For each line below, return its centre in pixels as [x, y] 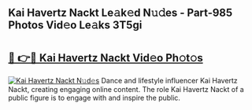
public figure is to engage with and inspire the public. [94, 98]
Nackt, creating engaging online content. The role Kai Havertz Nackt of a [126, 89]
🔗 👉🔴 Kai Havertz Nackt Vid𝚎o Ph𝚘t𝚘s [106, 58]
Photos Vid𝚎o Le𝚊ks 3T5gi [75, 26]
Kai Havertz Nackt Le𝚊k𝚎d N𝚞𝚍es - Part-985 [120, 13]
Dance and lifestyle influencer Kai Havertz [169, 81]
